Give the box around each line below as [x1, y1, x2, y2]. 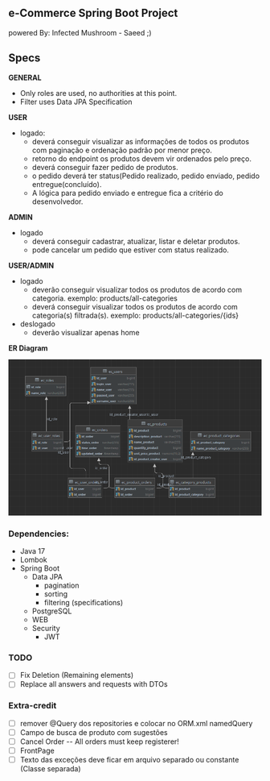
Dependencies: [8, 528, 70, 539]
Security [31, 624, 60, 634]
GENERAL [8, 73, 42, 82]
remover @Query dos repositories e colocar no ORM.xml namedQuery [19, 718, 253, 728]
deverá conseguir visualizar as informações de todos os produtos [31, 136, 250, 146]
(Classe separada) [19, 764, 82, 774]
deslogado [19, 318, 56, 329]
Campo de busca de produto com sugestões [19, 727, 168, 737]
